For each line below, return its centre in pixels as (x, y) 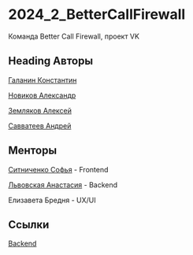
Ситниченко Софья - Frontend (58, 169)
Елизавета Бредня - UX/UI (52, 200)
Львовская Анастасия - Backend (63, 185)
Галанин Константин (43, 79)
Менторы (33, 151)
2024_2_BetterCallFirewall (97, 15)
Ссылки (29, 225)
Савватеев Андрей (40, 126)
